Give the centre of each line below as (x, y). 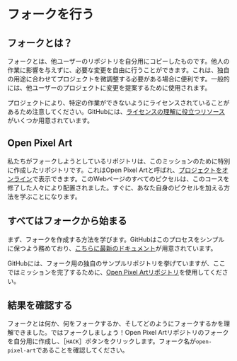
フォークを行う (51, 15)
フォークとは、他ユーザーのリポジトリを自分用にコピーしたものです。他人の (118, 61)
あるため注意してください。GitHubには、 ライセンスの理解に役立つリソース (116, 111)
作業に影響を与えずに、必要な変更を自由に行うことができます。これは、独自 (118, 70)
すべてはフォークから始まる (67, 221)
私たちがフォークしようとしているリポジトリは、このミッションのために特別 (119, 161)
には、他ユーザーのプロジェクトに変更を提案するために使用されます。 (109, 88)
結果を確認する (40, 305)
